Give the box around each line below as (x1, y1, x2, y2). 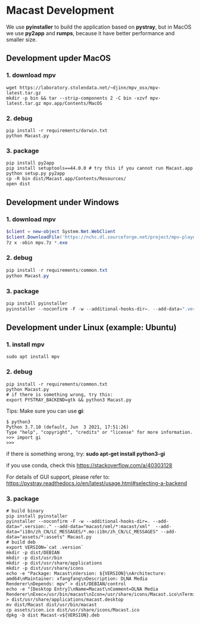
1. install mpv (6, 340, 45, 349)
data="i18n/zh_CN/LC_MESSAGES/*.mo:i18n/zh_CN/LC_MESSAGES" (6, 529, 159, 535)
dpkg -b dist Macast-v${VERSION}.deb (6, 612, 100, 618)
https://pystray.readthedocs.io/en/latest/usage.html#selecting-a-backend (6, 479, 187, 486)
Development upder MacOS (6, 53, 111, 63)
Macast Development (6, 4, 114, 17)
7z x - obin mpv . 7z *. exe (6, 240, 68, 246)
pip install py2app (6, 160, 55, 166)
